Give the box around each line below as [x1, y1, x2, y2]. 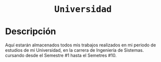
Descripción [5, 26, 56, 37]
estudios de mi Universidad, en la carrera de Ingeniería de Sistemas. [5, 47, 144, 53]
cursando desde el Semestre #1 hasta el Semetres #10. [5, 53, 117, 59]
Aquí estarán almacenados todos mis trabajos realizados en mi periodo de [5, 42, 157, 48]
